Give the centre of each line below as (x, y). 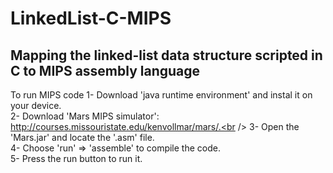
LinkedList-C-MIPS (91, 18)
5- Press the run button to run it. (76, 158)
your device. (36, 105)
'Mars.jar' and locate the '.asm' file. (82, 137)
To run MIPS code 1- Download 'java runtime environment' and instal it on (161, 95)
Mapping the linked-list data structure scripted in (166, 55)
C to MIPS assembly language (105, 70)
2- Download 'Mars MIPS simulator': (85, 116)
